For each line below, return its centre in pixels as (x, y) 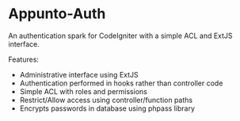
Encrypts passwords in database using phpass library (107, 108)
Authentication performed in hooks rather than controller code (121, 83)
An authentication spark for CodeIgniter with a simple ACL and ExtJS (120, 36)
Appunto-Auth (57, 14)
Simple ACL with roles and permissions (84, 91)
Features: (24, 59)
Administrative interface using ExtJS (79, 74)
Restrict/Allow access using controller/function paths (106, 100)
